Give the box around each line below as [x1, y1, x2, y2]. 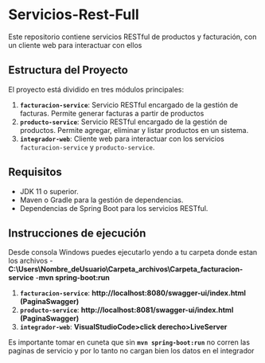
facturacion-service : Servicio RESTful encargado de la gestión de [19, 100, 239, 109]
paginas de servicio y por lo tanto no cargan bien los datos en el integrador [8, 346, 255, 356]
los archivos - [8, 256, 53, 266]
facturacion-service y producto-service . [19, 142, 155, 152]
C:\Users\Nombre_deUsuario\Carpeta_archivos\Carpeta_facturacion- [8, 264, 244, 274]
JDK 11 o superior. [19, 186, 79, 196]
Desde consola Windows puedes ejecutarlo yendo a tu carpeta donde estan [8, 248, 258, 257]
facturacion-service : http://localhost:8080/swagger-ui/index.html [19, 288, 247, 298]
